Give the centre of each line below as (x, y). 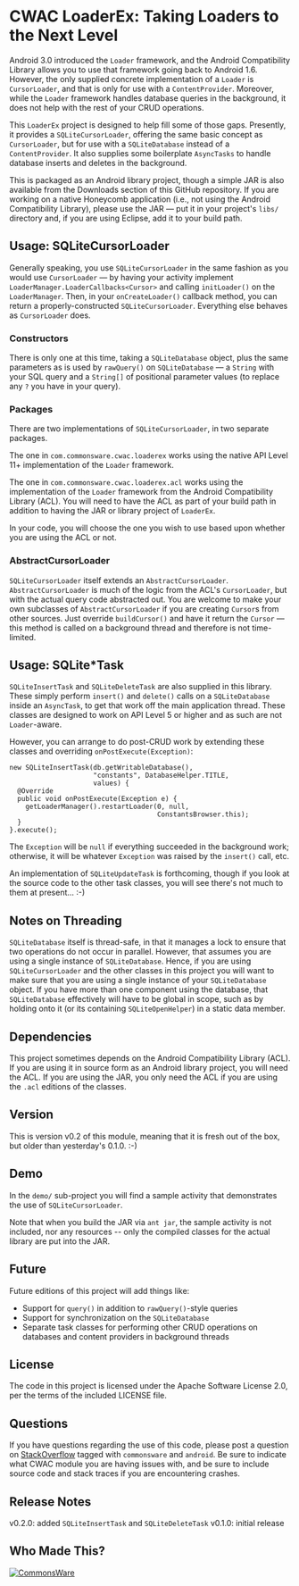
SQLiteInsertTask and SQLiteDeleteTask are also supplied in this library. (141, 687)
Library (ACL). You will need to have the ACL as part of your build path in (143, 501)
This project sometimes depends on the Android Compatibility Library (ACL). (150, 1058)
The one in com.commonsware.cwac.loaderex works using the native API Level (149, 455)
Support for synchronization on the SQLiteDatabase (116, 1317)
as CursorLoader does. (50, 315)
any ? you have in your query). (65, 387)
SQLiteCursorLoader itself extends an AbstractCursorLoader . (119, 580)
